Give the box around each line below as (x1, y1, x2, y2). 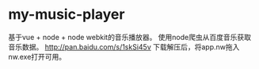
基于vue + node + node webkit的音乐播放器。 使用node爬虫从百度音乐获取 (8, 32, 252, 42)
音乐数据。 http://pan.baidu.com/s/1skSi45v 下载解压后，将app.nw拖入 (8, 42, 240, 52)
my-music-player (8, 5, 125, 24)
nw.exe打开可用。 (8, 52, 67, 61)
